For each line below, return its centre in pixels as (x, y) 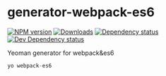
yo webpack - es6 (30, 65)
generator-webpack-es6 (81, 12)
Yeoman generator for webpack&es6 (61, 53)
